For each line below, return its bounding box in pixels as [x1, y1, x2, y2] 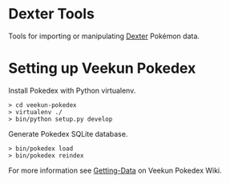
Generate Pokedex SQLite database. [8, 129, 128, 138]
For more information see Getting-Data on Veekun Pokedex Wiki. [8, 165, 222, 175]
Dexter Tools [8, 5, 95, 23]
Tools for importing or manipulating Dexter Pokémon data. [8, 31, 200, 41]
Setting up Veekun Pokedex [8, 59, 196, 78]
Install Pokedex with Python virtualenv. [8, 86, 136, 95]
